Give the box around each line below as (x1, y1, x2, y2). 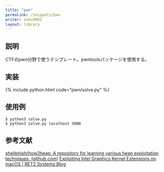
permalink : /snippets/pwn (5, 12, 60, 17)
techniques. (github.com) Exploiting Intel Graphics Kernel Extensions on (5, 155, 156, 161)
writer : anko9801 (5, 17, 42, 22)
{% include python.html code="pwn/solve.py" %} (5, 86, 110, 92)
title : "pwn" (5, 7, 33, 13)
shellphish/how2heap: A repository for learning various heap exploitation (5, 150, 159, 156)
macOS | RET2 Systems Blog (5, 161, 66, 167)
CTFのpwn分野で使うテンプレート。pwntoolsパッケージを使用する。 (5, 57, 150, 63)
